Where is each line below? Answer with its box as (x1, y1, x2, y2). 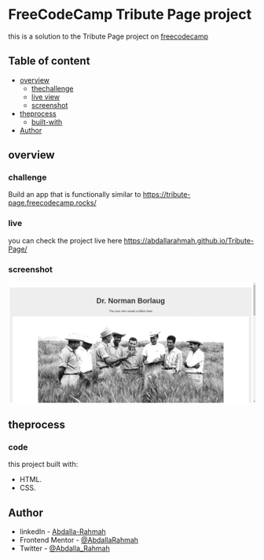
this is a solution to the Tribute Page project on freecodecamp (8, 32, 208, 41)
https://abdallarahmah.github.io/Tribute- (123, 235, 254, 245)
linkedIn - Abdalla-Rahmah (19, 527, 106, 536)
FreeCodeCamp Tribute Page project (8, 6, 252, 24)
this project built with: (8, 459, 79, 469)
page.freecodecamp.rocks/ (8, 198, 97, 208)
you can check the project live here (8, 235, 123, 245)
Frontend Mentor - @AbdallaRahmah (19, 536, 139, 545)
